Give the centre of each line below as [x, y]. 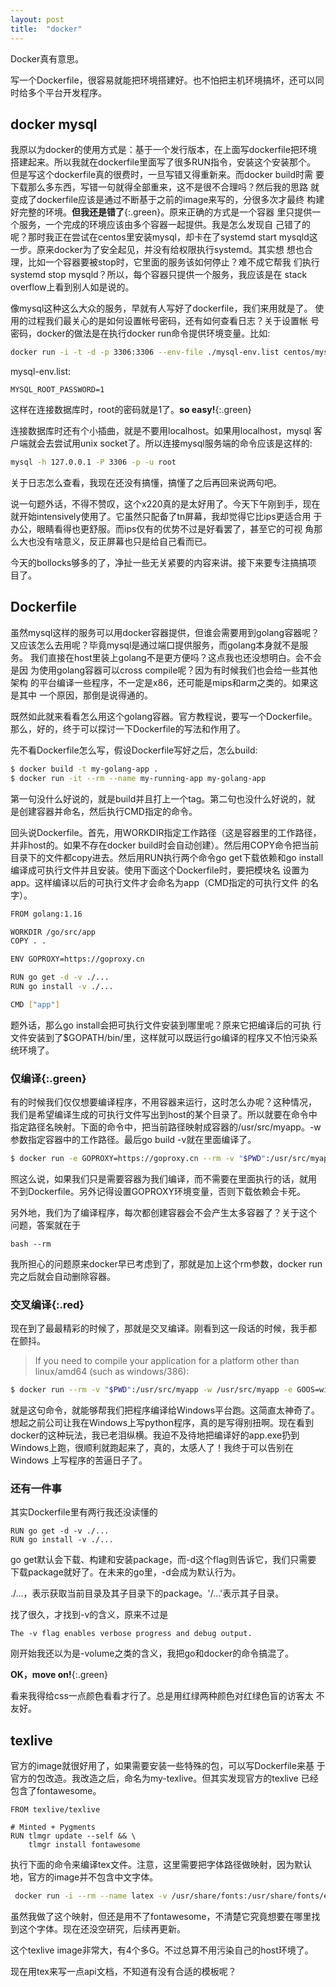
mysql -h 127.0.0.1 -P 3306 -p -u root [93, 462]
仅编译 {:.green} [48, 1078]
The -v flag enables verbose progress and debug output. [131, 1634]
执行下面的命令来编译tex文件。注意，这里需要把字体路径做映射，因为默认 [161, 1865]
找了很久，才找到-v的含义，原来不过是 [89, 1615]
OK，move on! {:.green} [59, 1675]
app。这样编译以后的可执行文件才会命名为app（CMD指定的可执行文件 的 [160, 882]
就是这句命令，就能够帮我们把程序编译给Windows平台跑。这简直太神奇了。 [165, 1410]
